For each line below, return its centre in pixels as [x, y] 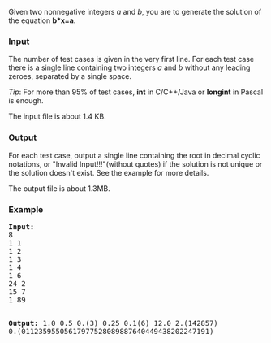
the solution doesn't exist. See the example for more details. [109, 172]
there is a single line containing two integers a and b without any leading [129, 67]
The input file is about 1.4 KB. [58, 116]
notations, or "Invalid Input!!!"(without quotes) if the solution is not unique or [135, 164]
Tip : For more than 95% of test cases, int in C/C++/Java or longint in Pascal [136, 92]
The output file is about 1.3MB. [60, 188]
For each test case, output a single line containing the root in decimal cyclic [135, 155]
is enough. [26, 101]
